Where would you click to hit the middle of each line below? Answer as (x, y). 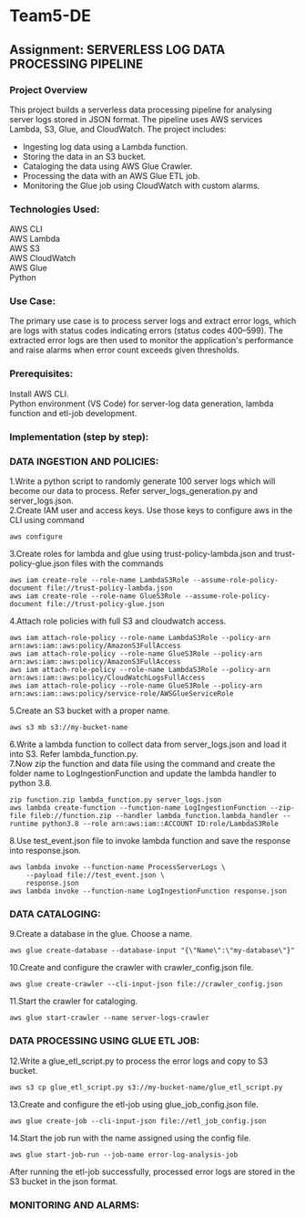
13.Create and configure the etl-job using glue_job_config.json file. (134, 1104)
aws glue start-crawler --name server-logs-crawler (109, 1018)
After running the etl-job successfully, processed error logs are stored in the (152, 1171)
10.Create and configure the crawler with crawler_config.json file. (132, 968)
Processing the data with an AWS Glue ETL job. (111, 175)
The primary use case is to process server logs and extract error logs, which (153, 321)
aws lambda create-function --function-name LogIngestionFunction (138, 808)
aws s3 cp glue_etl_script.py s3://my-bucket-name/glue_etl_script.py (146, 1087)
